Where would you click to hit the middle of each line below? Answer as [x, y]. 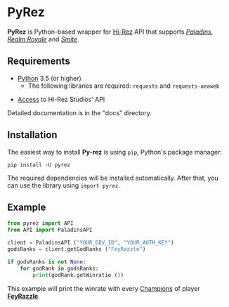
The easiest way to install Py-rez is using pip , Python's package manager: [115, 152]
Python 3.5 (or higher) [50, 78]
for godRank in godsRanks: [59, 268]
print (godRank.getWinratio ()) [78, 275]
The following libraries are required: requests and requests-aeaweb [124, 86]
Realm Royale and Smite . [43, 39]
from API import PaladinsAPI [50, 230]
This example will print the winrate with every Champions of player [104, 288]
